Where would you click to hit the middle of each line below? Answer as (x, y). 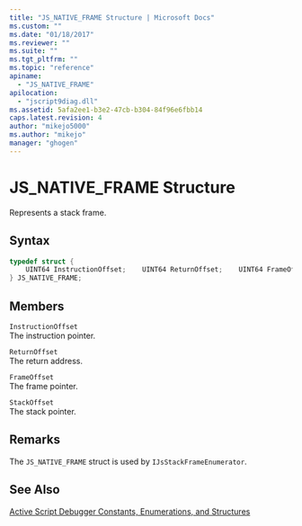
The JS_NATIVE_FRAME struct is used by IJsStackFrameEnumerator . (128, 461)
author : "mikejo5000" (50, 127)
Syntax (30, 241)
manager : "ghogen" (44, 143)
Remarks (35, 440)
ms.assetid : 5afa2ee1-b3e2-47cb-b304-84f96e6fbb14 (106, 110)
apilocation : (34, 93)
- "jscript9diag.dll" (58, 101)
